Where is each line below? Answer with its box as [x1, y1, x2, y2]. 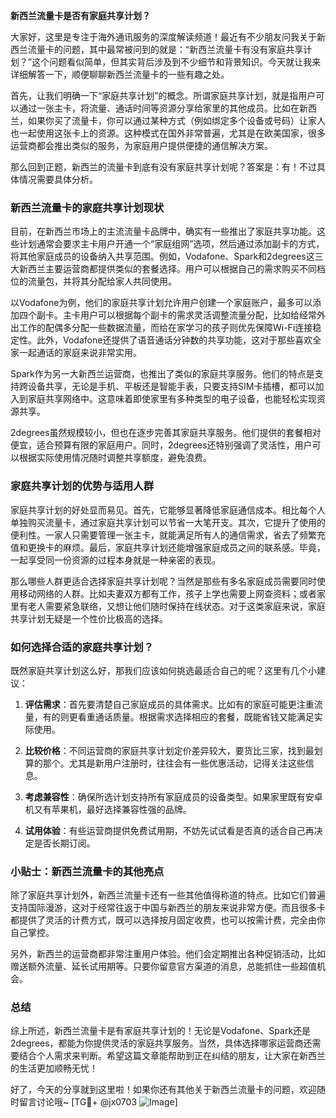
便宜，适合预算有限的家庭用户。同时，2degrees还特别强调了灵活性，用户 [10, 439, 313, 451]
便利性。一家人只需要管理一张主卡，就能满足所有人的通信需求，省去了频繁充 [10, 529, 326, 541]
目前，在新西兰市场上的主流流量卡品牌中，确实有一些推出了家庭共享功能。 [10, 225, 317, 238]
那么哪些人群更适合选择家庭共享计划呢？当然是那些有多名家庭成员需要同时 [10, 575, 317, 587]
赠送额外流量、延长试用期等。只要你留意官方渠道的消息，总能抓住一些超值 [10, 960, 317, 973]
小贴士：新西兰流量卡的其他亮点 [10, 864, 165, 878]
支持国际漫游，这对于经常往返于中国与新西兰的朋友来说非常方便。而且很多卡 [10, 902, 326, 914]
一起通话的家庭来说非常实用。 [18, 347, 142, 359]
